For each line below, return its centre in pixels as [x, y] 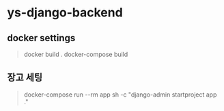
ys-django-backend [65, 13]
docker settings [41, 38]
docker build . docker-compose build [76, 54]
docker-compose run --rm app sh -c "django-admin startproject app [120, 95]
